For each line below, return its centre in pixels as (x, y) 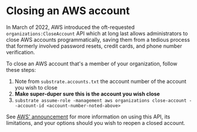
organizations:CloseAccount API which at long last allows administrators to (97, 33)
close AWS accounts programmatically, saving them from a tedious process (98, 39)
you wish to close (36, 87)
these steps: (21, 70)
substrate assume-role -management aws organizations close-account (101, 100)
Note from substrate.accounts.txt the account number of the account (101, 81)
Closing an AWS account (68, 11)
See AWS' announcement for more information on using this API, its (88, 117)
